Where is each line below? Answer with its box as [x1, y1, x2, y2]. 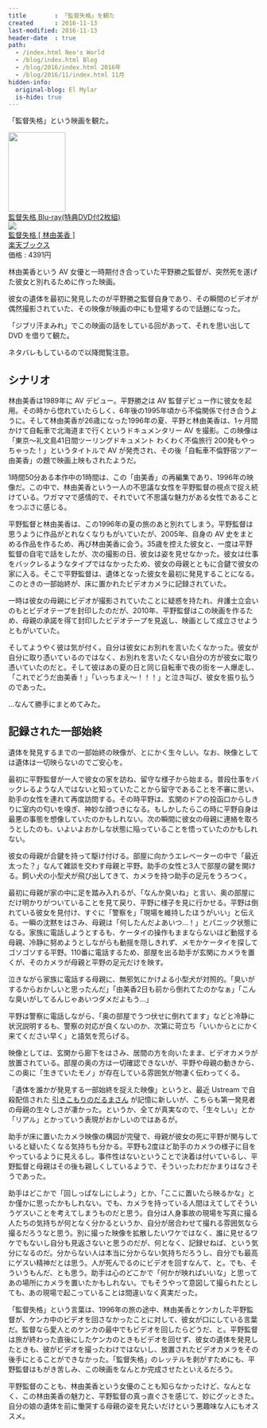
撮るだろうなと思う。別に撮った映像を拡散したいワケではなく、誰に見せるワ [8, 1227, 258, 1238]
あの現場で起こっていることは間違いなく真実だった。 [28, 1287, 203, 1297]
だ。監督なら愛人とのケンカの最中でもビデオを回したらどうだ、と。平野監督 [8, 1325, 258, 1334]
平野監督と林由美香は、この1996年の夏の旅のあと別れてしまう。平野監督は [8, 519, 253, 529]
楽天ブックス [8, 240, 50, 250]
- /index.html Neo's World [15, 49, 105, 57]
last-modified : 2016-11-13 [8, 26, 98, 34]
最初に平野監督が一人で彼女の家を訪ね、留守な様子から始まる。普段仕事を [8, 774, 252, 784]
